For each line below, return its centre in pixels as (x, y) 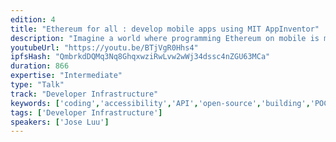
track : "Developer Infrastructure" (84, 94)
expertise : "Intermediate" (66, 76)
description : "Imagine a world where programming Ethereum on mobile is (165, 38)
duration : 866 (40, 66)
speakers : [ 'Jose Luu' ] (60, 122)
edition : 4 (33, 19)
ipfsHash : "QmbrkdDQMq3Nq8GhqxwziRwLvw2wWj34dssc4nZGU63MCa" (140, 57)
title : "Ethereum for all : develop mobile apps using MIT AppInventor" (165, 29)
